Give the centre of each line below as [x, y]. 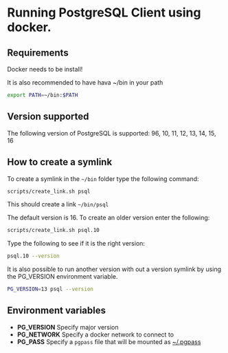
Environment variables [57, 311]
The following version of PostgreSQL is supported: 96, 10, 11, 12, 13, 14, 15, [112, 133]
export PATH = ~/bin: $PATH [43, 95]
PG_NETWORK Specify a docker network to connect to [95, 334]
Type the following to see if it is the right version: [76, 244]
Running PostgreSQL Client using [104, 13]
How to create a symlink [60, 162]
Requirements [38, 53]
